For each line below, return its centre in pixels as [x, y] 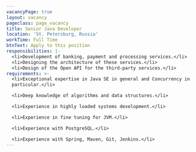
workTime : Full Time [32, 40]
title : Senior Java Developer [44, 29]
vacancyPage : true [29, 12]
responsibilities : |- [33, 51]
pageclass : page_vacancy [37, 23]
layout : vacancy [27, 17]
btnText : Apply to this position [48, 46]
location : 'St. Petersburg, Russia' [52, 34]
